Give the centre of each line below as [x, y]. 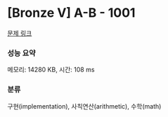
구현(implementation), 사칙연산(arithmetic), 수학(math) [84, 106]
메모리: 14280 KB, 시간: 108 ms [51, 70]
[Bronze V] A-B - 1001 [71, 13]
